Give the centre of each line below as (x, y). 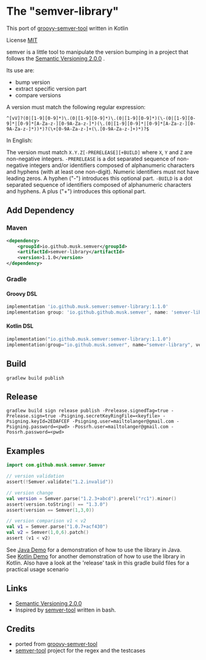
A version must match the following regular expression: (76, 107)
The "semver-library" (63, 11)
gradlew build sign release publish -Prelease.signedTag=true (87, 411)
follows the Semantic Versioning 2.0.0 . (56, 58)
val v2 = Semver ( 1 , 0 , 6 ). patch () (48, 533)
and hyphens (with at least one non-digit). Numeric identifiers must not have (103, 171)
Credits (21, 629)
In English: (19, 140)
